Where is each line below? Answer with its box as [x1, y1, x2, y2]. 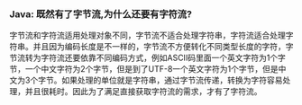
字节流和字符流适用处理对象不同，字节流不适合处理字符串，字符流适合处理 [9, 30, 286, 41]
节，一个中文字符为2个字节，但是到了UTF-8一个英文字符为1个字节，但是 [9, 64, 279, 74]
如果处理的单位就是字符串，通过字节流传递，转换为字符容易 [61, 74, 283, 86]
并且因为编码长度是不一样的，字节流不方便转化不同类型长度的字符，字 [32, 41, 294, 52]
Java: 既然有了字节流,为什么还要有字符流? [9, 7, 192, 20]
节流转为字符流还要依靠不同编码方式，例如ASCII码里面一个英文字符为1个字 [9, 52, 287, 64]
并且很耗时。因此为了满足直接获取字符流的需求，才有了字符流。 [24, 86, 262, 97]
